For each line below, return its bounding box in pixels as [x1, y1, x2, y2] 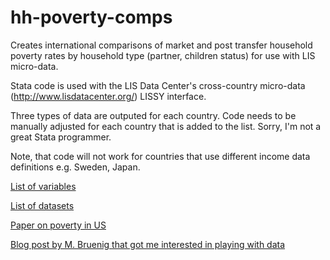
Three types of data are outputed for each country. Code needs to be [10, 109, 297, 121]
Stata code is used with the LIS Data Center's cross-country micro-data [10, 79, 306, 91]
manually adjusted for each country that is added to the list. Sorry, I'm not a [10, 120, 322, 132]
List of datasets [10, 199, 75, 211]
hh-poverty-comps [10, 6, 173, 29]
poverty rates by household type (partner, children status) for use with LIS [10, 49, 316, 61]
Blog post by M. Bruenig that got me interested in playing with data [10, 238, 286, 250]
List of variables [10, 180, 77, 192]
